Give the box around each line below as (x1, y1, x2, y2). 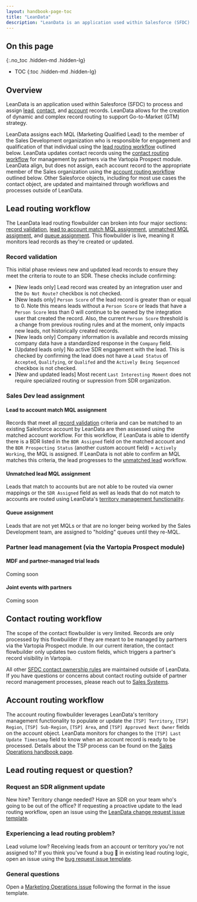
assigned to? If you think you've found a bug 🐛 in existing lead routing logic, (6, 849, 189, 856)
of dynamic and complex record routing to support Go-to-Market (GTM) (6, 113, 180, 120)
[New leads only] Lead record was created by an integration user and (14, 284, 183, 291)
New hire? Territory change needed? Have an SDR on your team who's (6, 796, 177, 803)
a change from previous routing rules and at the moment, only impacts (14, 321, 185, 328)
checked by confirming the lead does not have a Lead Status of (14, 352, 168, 360)
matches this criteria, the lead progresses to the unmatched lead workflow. (6, 457, 187, 464)
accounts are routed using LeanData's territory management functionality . (6, 496, 185, 503)
